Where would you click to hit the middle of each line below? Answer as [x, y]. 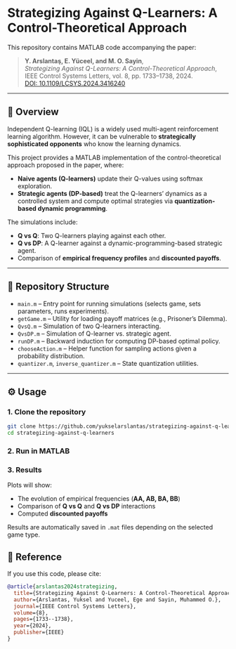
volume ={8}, [31, 612]
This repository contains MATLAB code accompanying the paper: [102, 47]
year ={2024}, [33, 626]
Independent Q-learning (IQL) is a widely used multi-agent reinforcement [113, 129]
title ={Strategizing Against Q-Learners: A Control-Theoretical [110, 593]
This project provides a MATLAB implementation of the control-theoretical [114, 157]
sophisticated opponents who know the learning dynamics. [94, 144]
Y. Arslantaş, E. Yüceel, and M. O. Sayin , [84, 60]
